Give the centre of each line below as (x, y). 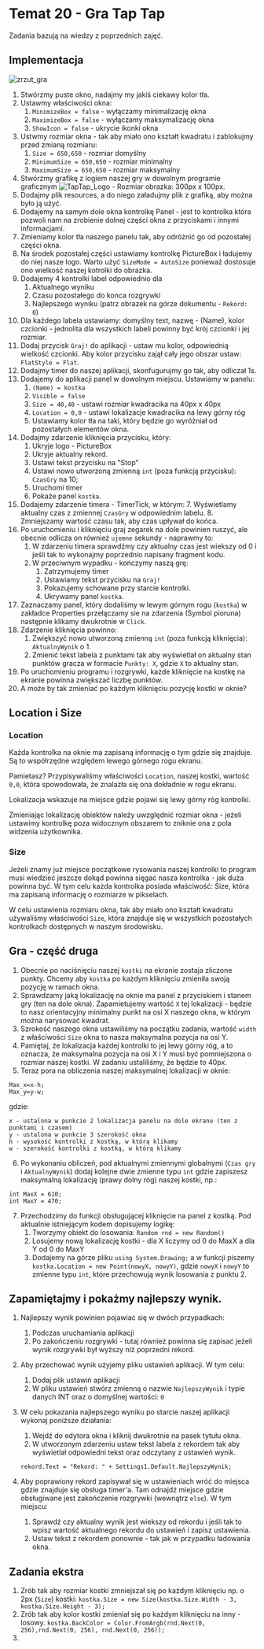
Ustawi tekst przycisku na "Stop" (86, 462)
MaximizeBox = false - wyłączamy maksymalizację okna (123, 120)
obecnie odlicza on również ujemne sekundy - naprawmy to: (117, 538)
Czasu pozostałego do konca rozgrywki (96, 295)
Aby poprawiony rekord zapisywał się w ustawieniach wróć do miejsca (135, 1481)
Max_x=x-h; (27, 1085)
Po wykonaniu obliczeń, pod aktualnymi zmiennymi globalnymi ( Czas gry (138, 1163)
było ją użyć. (41, 203)
